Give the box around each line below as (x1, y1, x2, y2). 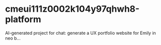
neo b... (5, 35, 21, 41)
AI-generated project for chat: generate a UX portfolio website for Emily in (5, 30, 156, 36)
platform (5, 14, 41, 25)
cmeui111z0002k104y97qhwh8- (5, 3, 140, 15)
